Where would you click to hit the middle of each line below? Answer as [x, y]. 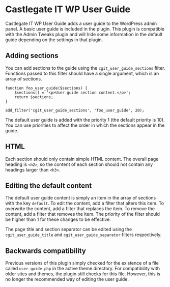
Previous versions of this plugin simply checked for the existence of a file [82, 263]
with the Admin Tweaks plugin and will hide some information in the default [84, 34]
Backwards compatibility [46, 251]
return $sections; [34, 97]
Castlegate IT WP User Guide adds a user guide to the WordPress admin [81, 23]
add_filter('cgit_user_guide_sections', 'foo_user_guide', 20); [75, 110]
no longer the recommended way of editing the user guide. [67, 279]
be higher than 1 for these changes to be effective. [58, 219]
